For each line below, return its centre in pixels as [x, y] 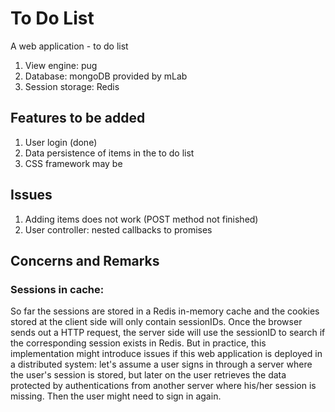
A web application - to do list [69, 46]
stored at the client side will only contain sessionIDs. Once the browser [156, 322]
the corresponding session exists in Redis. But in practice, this [138, 343]
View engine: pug [61, 65]
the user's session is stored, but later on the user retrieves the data [148, 375]
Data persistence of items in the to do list [109, 153]
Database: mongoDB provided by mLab [106, 76]
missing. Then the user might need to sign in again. [116, 396]
